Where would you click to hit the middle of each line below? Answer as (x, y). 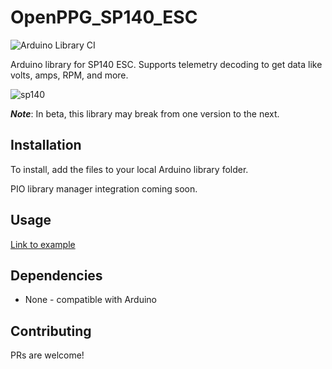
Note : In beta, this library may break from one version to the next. (145, 113)
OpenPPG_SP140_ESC (104, 17)
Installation (46, 145)
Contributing (51, 331)
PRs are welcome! (47, 355)
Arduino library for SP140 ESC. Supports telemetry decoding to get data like (166, 64)
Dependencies (56, 275)
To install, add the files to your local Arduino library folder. (129, 169)
